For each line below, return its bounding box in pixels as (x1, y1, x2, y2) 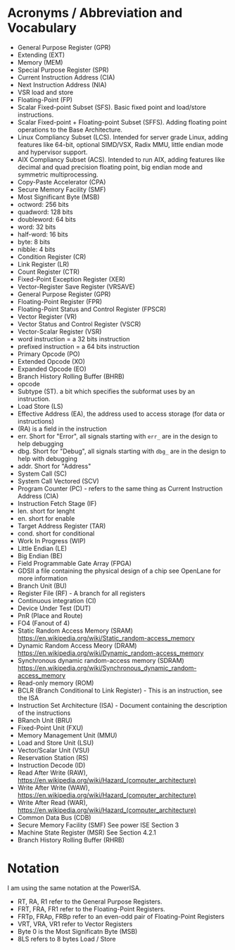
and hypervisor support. (17, 148, 88, 156)
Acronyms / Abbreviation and (7, 5, 183, 21)
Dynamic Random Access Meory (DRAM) (17, 641, 137, 650)
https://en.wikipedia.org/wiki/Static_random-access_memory (17, 633, 195, 642)
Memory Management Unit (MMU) (17, 730, 118, 740)
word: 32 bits (17, 222, 56, 231)
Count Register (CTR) (17, 267, 80, 276)
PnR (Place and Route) (17, 611, 83, 620)
